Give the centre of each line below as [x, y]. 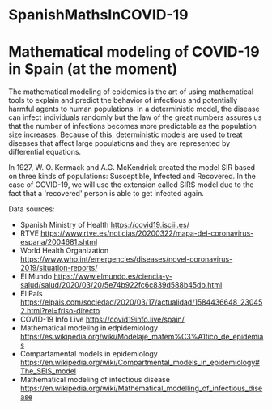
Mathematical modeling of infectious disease [95, 380]
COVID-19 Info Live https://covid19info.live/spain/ [102, 320]
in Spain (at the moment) [93, 69]
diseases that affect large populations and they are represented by [119, 143]
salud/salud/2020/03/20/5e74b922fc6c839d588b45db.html [121, 285]
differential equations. [45, 152]
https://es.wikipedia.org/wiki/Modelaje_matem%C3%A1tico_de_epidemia [142, 337]
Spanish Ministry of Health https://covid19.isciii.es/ [105, 225]
